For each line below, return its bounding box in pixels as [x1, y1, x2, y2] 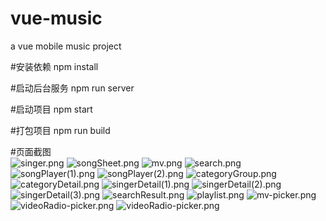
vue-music [10, 7, 103, 30]
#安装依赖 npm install [10, 60, 99, 72]
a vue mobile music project [10, 40, 122, 52]
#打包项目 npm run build [10, 124, 111, 136]
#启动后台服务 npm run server [10, 82, 135, 94]
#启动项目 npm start [10, 103, 93, 115]
